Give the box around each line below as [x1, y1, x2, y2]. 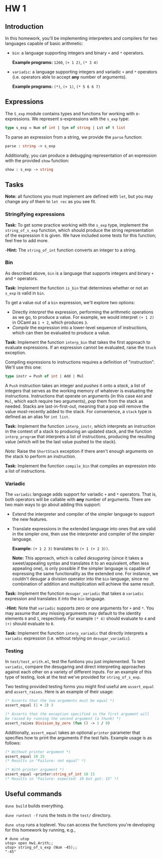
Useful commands [5, 790, 62, 798]
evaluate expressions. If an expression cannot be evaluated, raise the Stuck [5, 344, 157, 350]
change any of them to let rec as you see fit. [5, 199, 97, 205]
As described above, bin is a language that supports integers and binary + [5, 270, 154, 276]
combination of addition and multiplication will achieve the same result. [12, 581, 155, 587]
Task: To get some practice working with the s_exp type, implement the [5, 222, 149, 228]
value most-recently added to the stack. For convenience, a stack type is [5, 408, 152, 414]
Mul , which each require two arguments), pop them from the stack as [5, 398, 143, 404]
